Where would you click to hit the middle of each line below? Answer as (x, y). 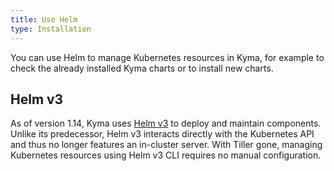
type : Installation (51, 29)
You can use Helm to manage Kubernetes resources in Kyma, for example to (167, 57)
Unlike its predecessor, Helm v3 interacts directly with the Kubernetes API (162, 134)
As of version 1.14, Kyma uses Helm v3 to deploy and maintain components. (166, 123)
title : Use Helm (44, 19)
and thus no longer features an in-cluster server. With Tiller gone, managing (166, 145)
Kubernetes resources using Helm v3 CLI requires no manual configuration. (166, 155)
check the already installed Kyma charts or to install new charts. (142, 68)
